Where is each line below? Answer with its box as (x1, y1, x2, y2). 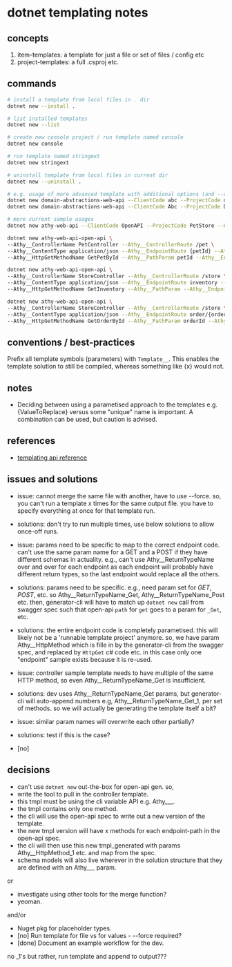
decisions (7, 764, 50, 776)
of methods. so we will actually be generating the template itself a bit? (17, 704, 217, 712)
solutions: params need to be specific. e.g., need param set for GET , (17, 583, 212, 592)
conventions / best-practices (7, 336, 135, 348)
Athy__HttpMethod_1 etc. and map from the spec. (17, 848, 157, 857)
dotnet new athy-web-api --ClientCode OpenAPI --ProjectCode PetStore (7, 222, 215, 229)
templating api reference (17, 453, 88, 462)
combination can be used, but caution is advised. (17, 416, 157, 424)
